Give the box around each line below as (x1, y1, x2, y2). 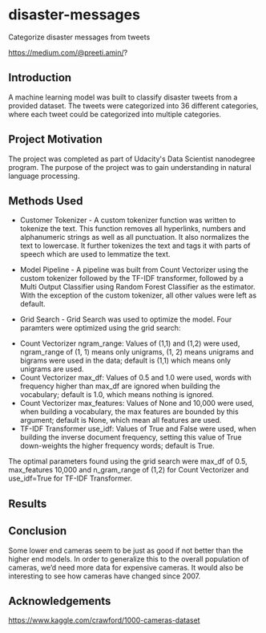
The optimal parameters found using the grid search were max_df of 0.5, (8, 456, 248, 466)
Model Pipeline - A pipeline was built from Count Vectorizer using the (19, 265, 248, 274)
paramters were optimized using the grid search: (19, 323, 181, 333)
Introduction (8, 71, 72, 85)
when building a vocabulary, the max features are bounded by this (19, 407, 239, 416)
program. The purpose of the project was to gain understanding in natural (8, 162, 252, 172)
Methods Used (8, 194, 83, 208)
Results (8, 497, 47, 510)
